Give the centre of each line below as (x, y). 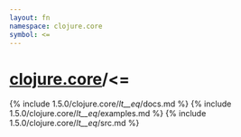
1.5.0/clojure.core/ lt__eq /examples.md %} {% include (108, 114)
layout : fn (30, 18)
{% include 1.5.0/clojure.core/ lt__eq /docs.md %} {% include (120, 104)
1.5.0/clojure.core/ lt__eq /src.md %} (74, 123)
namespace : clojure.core (56, 26)
